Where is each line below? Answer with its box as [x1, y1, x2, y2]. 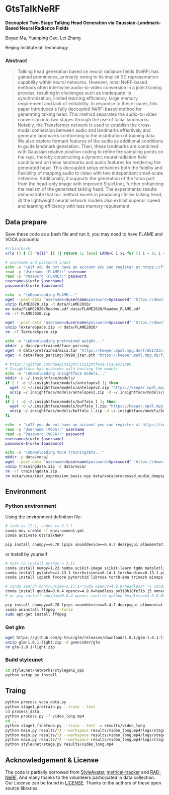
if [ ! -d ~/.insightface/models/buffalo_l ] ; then [5, 399, 116, 404]
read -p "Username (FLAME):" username [5, 269, 87, 274]
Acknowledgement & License [5, 756, 99, 764]
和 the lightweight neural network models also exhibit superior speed [17, 197, 160, 204]
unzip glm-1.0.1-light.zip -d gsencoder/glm [5, 640, 100, 645]
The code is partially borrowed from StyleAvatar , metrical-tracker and [5, 769, 149, 775]
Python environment [5, 502, 57, 509]
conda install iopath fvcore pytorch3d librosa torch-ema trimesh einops [5, 575, 163, 580]
